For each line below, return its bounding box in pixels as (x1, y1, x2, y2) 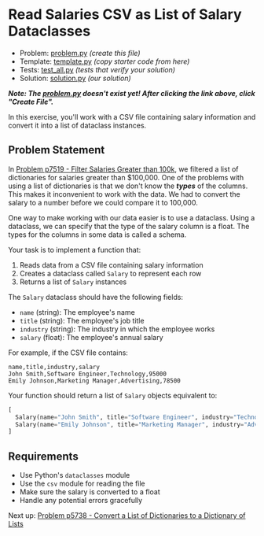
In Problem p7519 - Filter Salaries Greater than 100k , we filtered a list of (8, 164, 239, 174)
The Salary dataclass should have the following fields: (8, 292, 183, 301)
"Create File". (8, 97, 54, 106)
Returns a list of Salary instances (19, 277, 127, 286)
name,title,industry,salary (8, 363, 101, 371)
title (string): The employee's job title (19, 316, 145, 325)
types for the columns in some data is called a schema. (8, 230, 187, 239)
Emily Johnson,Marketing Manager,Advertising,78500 (8, 376, 181, 385)
